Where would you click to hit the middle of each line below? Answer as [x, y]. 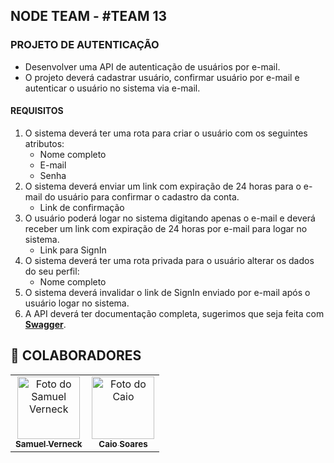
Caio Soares [123, 443]
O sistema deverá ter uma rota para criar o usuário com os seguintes [166, 133]
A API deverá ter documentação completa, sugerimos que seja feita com [174, 313]
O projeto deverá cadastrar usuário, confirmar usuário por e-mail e [162, 77]
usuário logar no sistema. [77, 303]
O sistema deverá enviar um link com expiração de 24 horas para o [163, 186]
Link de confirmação [82, 207]
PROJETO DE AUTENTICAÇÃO [85, 45]
